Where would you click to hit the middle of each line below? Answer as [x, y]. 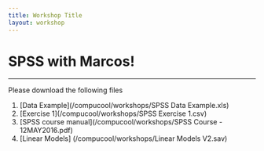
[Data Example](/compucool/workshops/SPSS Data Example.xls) [124, 106]
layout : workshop [37, 23]
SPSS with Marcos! [71, 61]
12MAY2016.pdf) [46, 131]
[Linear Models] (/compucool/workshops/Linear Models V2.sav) [123, 138]
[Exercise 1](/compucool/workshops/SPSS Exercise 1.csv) [113, 113]
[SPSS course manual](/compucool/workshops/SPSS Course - [121, 122]
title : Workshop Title [45, 15]
